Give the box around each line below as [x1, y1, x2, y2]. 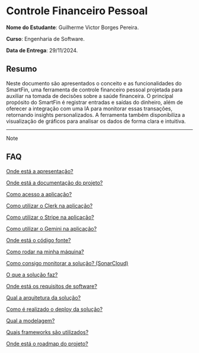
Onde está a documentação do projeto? [6, 179, 103, 186]
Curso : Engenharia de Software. [6, 35, 85, 42]
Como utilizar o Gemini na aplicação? [6, 225, 97, 232]
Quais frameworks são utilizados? [6, 328, 89, 336]
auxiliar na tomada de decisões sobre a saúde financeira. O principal [6, 92, 174, 99]
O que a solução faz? [6, 271, 58, 278]
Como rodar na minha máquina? [6, 248, 85, 255]
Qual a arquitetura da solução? [6, 294, 81, 301]
